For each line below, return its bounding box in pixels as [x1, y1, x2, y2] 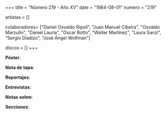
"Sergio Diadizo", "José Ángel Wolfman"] [5, 35, 90, 41]
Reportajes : [5, 74, 30, 80]
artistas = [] [5, 14, 29, 20]
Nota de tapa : [5, 65, 35, 70]
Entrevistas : [5, 84, 31, 90]
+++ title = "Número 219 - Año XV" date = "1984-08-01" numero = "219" [5, 5, 157, 10]
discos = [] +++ [5, 45, 38, 50]
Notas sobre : [5, 94, 33, 100]
